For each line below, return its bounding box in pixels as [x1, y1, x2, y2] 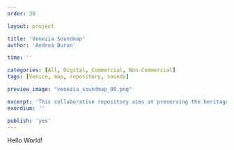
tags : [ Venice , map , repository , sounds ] [7, 74, 130, 81]
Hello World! [7, 136, 43, 144]
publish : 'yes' [7, 117, 52, 124]
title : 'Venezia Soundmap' [7, 35, 86, 42]
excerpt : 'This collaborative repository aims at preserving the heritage [7, 98, 229, 105]
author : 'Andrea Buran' [7, 42, 77, 49]
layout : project [7, 22, 54, 30]
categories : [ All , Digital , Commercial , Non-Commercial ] [7, 67, 176, 74]
